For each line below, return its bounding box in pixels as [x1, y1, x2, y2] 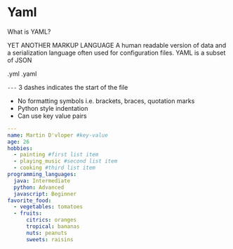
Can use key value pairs [17, 112, 87, 120]
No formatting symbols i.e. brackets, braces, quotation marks [17, 96, 195, 105]
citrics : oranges [25, 217, 77, 224]
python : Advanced [13, 184, 65, 191]
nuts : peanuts [25, 229, 68, 236]
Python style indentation [17, 104, 88, 112]
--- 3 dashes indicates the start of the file [7, 83, 128, 91]
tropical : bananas [25, 223, 80, 230]
